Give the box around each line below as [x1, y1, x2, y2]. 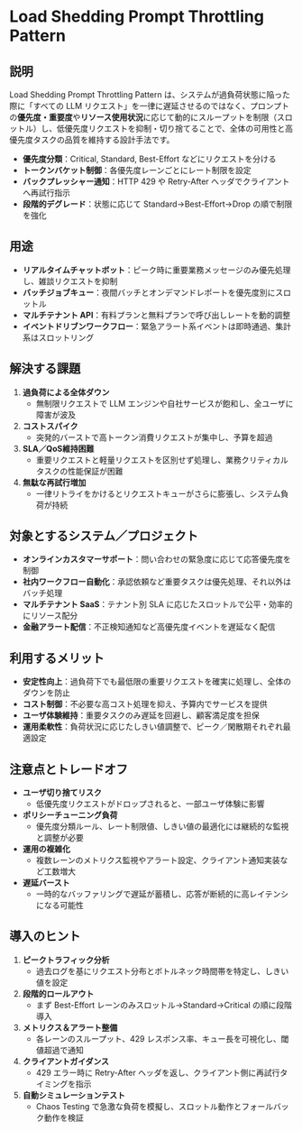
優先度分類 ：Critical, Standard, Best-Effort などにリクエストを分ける [22, 153, 277, 164]
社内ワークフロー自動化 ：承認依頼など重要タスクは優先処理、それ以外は [22, 576, 291, 587]
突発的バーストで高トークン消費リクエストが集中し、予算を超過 [35, 431, 273, 443]
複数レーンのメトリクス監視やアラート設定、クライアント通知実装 [35, 855, 280, 866]
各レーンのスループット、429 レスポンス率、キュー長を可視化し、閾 [35, 1033, 289, 1044]
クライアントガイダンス [22, 1055, 110, 1066]
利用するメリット [9, 650, 105, 666]
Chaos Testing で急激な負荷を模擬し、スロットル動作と [35, 1100, 242, 1111]
